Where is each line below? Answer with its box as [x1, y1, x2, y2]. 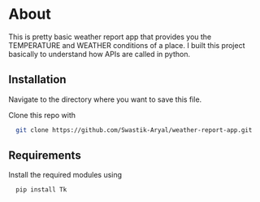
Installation [8, 72, 67, 86]
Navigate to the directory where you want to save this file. [8, 94, 202, 104]
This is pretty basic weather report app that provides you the [8, 32, 212, 42]
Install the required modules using [8, 170, 123, 180]
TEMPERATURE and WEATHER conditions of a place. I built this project [8, 40, 245, 50]
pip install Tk [15, 186, 67, 194]
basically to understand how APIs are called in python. [8, 49, 191, 59]
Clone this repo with [8, 110, 76, 120]
